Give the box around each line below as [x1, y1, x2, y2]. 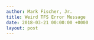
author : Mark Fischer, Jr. [6, 8, 73, 15]
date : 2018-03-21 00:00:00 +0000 [6, 19, 89, 25]
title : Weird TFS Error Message [6, 14, 86, 20]
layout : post [6, 25, 38, 31]
